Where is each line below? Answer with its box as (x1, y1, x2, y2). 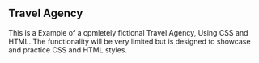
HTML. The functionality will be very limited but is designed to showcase (8, 36, 251, 46)
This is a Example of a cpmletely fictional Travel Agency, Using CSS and (8, 27, 248, 37)
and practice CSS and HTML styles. (8, 44, 128, 55)
